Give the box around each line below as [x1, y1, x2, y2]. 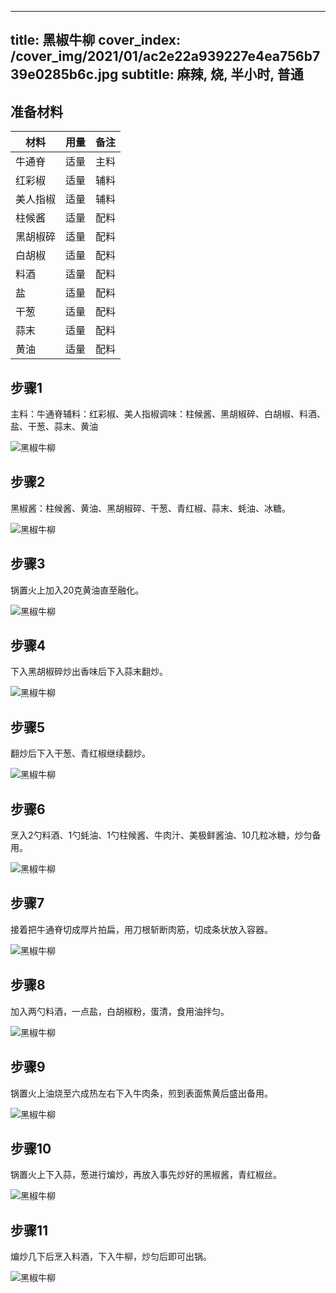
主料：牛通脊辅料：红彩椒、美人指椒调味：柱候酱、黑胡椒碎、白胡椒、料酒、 [10, 408, 326, 420]
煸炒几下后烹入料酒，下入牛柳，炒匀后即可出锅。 [10, 1251, 212, 1263]
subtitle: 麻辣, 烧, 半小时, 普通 [121, 66, 304, 83]
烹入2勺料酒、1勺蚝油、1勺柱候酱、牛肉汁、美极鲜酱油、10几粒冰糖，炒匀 [10, 829, 313, 841]
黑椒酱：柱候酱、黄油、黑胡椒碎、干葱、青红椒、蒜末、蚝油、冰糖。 [10, 502, 291, 514]
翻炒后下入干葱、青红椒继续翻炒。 [10, 747, 151, 760]
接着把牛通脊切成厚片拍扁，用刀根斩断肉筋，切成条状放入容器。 [10, 923, 273, 935]
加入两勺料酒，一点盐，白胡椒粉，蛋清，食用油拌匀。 [10, 1005, 230, 1017]
